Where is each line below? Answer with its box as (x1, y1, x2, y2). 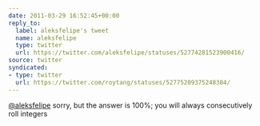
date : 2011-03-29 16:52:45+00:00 (8, 11, 120, 20)
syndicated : (8, 64, 48, 72)
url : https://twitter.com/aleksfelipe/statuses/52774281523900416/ (15, 49, 246, 57)
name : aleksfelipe (15, 33, 78, 42)
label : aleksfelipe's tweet (15, 26, 110, 34)
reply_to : (8, 19, 42, 27)
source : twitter (8, 57, 62, 65)
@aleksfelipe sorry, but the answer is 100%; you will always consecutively (8, 100, 253, 110)
